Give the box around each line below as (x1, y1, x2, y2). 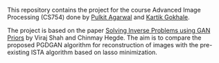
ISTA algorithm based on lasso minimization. (30, 48, 158, 56)
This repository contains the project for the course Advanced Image (7, 6, 201, 14)
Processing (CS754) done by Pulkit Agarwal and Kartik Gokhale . (7, 13, 191, 21)
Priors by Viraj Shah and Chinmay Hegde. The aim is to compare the (7, 34, 202, 42)
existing (7, 48, 30, 56)
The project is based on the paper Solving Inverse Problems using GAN (7, 27, 211, 34)
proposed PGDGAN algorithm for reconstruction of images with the (7, 41, 199, 49)
